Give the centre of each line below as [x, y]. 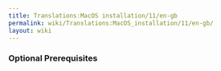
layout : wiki [30, 30]
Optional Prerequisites [53, 58]
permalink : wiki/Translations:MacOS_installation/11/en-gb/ [111, 23]
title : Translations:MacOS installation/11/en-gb [93, 16]
